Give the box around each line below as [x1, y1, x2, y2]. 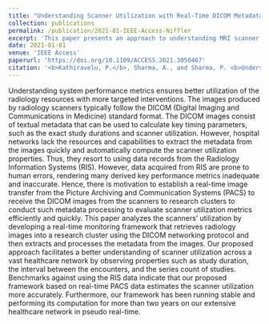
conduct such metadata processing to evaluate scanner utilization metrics [8, 205, 252, 214]
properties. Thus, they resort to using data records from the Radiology [8, 154, 240, 163]
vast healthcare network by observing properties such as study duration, [8, 255, 249, 265]
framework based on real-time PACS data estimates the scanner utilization [8, 281, 255, 290]
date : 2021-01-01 [8, 42, 66, 50]
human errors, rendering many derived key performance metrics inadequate [8, 170, 260, 180]
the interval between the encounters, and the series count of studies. [8, 264, 236, 274]
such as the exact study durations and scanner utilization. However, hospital [8, 128, 260, 138]
